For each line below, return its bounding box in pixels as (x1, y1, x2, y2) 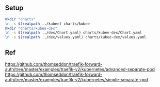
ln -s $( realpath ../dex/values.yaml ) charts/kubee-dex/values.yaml (5, 35, 146, 40)
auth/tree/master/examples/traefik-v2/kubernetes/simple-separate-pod (5, 77, 148, 82)
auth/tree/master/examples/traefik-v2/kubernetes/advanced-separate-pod (5, 67, 155, 72)
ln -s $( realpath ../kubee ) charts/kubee (5, 21, 90, 26)
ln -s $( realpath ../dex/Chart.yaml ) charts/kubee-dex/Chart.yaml (5, 30, 142, 35)
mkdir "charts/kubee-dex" (5, 26, 57, 31)
